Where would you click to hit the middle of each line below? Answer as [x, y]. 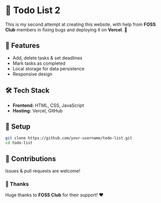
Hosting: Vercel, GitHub [38, 110]
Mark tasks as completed [39, 63]
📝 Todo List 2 [33, 10]
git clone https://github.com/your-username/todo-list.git [69, 138]
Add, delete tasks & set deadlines [47, 58]
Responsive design [32, 74]
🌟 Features [23, 46]
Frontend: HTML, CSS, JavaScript [48, 105]
